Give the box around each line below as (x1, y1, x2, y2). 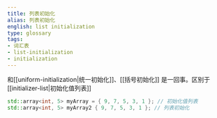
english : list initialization (7, 23, 96, 30)
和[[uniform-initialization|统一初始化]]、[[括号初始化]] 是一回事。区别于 (7, 75, 211, 83)
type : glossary (7, 29, 52, 37)
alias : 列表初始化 (7, 17, 56, 24)
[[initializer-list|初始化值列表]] (7, 84, 92, 92)
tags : (7, 36, 23, 43)
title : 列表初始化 (7, 10, 56, 17)
